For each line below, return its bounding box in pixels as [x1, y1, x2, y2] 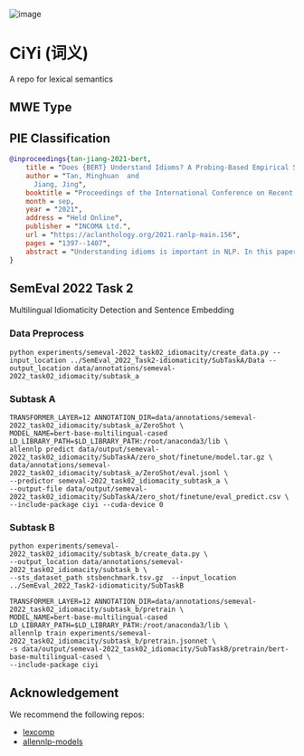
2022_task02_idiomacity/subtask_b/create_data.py [9, 550, 201, 559]
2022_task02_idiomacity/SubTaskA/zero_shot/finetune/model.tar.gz [9, 453, 265, 462]
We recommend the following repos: [9, 709, 145, 720]
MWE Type [9, 100, 72, 115]
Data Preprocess [9, 327, 84, 340]
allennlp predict [9, 445, 75, 454]
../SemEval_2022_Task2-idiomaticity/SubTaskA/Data [70, 356, 265, 365]
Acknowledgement [9, 684, 119, 701]
